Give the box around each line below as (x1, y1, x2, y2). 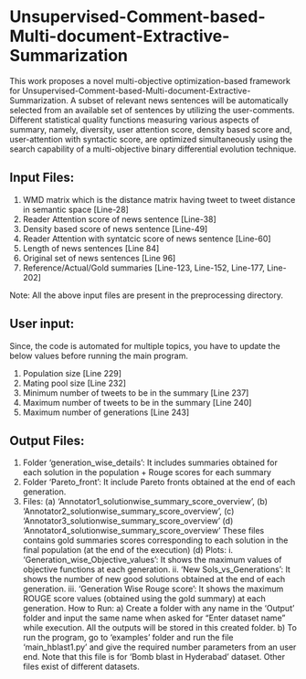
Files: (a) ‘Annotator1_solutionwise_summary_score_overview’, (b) (22, 496, 268, 507)
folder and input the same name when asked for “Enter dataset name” (22, 612, 286, 623)
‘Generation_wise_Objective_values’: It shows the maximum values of (22, 555, 282, 566)
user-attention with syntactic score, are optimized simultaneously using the (9, 133, 293, 144)
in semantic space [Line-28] (22, 204, 130, 215)
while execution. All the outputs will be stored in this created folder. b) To (22, 622, 297, 633)
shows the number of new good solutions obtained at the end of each (22, 574, 286, 585)
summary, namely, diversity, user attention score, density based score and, (9, 123, 292, 134)
